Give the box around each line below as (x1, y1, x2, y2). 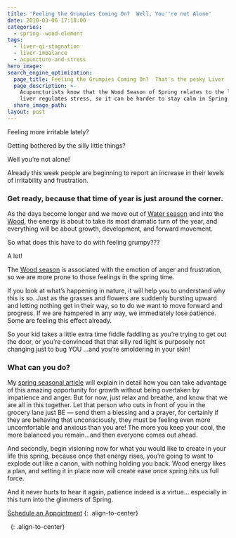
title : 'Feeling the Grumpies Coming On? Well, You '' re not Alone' (7, 10, 212, 18)
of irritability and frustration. (7, 176, 89, 184)
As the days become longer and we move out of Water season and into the (7, 210, 224, 218)
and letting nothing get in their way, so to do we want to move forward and (7, 302, 223, 310)
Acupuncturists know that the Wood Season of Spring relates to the (20, 89, 225, 96)
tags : (7, 37, 23, 44)
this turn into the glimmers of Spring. (7, 495, 114, 504)
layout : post (7, 108, 46, 115)
